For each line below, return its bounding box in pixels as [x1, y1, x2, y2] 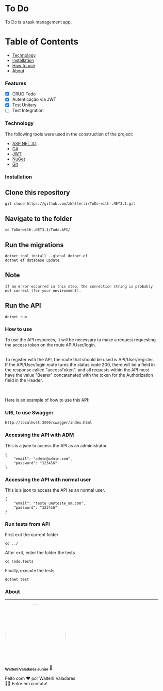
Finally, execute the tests [5, 568, 55, 574]
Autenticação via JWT [12, 96, 57, 102]
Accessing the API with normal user [5, 476, 91, 483]
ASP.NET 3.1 [12, 140, 37, 146]
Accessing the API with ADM [5, 432, 74, 439]
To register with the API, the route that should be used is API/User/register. [5, 357, 154, 362]
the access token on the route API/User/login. [5, 342, 96, 347]
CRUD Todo [12, 91, 36, 97]
